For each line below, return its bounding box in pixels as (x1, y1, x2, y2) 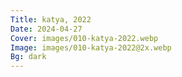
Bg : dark (10, 52, 47, 62)
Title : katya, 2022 (10, 14, 92, 25)
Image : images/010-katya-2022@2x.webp (10, 42, 172, 53)
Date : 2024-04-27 (10, 24, 83, 34)
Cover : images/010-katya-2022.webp (10, 33, 159, 43)
